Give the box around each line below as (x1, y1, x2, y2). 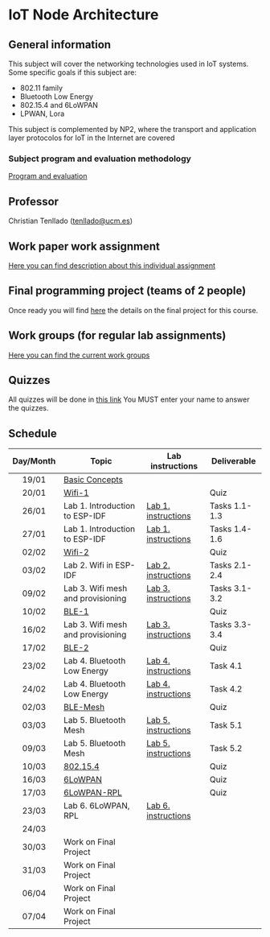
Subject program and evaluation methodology (8, 153, 191, 164)
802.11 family (19, 83, 63, 93)
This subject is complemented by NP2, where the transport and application (8, 125, 257, 134)
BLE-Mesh (63, 702, 105, 713)
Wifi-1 (63, 487, 90, 498)
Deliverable (211, 456, 256, 467)
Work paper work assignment (8, 239, 161, 253)
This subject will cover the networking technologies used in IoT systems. (8, 59, 249, 68)
